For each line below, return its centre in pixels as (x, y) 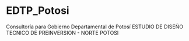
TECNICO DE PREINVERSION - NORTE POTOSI (62, 32)
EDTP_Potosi (38, 11)
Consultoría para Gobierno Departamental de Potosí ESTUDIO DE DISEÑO (95, 27)
